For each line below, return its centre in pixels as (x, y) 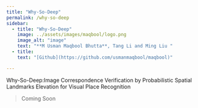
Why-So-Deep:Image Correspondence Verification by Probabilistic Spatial (99, 80)
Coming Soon (38, 98)
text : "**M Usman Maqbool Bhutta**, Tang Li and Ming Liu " (95, 46)
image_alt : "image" (42, 40)
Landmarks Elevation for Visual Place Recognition (69, 87)
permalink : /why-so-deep (38, 18)
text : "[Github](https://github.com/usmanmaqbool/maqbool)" (95, 57)
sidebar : (17, 23)
